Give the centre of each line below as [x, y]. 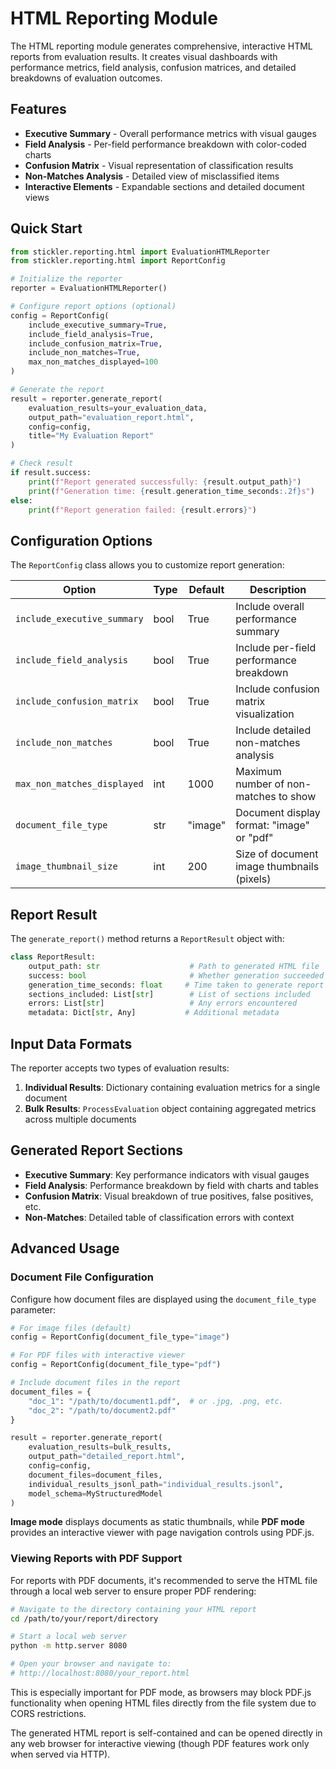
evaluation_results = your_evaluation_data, [118, 408]
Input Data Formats [71, 1043]
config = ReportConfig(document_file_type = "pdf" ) [116, 1365]
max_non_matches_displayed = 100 [93, 362]
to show [297, 797]
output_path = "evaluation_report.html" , [111, 417]
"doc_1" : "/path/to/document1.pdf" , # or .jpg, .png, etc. [156, 1401]
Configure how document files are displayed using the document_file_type [163, 1299]
